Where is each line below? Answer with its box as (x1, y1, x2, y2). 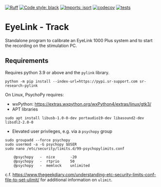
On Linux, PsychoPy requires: (5, 92, 64, 97)
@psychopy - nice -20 (14, 155, 77, 159)
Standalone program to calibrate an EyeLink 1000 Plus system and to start (5, 37, 153, 43)
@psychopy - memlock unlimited (14, 163, 90, 168)
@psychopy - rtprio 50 (14, 159, 75, 164)
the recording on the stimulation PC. (5, 43, 77, 48)
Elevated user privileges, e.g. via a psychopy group (12, 128, 113, 134)
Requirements (5, 57, 48, 65)
